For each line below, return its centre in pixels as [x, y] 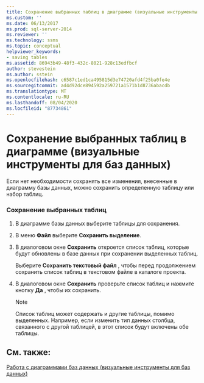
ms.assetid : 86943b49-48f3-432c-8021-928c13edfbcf [72, 63]
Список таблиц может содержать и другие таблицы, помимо [95, 313]
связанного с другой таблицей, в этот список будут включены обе [102, 326]
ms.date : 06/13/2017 [33, 23]
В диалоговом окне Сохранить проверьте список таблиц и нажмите [105, 284]
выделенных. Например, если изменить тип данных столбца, [95, 320]
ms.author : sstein [30, 74]
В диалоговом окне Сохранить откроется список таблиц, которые [102, 247]
